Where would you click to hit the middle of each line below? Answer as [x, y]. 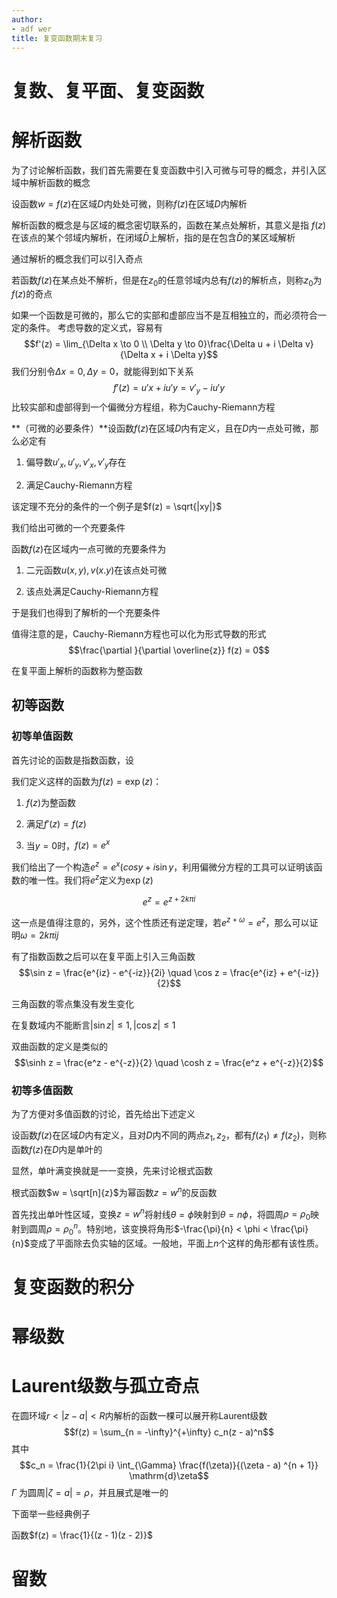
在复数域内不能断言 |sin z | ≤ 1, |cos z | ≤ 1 [93, 1025]
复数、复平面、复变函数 [108, 90]
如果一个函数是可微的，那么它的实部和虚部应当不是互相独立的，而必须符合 [164, 315]
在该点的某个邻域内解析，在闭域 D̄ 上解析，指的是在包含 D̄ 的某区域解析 [153, 237]
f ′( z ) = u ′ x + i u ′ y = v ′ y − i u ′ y [169, 389]
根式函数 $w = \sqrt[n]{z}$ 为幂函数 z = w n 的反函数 [114, 1191]
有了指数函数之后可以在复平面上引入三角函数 [103, 956]
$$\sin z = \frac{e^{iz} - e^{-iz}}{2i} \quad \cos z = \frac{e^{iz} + [152, 972]
